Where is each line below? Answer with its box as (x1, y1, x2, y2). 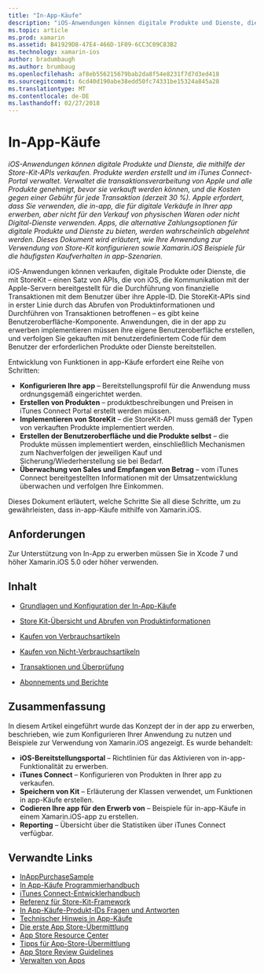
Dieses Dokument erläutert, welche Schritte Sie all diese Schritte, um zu (8, 497, 241, 507)
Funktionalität (19, 761, 64, 771)
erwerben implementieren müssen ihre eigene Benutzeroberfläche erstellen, (8, 325, 255, 335)
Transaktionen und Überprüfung (19, 662, 124, 671)
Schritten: (8, 366, 40, 375)
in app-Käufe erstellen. (19, 795, 94, 804)
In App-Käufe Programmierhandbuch (19, 880, 140, 890)
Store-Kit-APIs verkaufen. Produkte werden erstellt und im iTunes (8, 168, 220, 177)
